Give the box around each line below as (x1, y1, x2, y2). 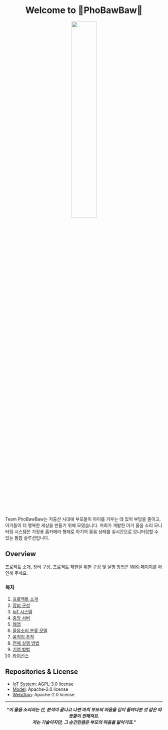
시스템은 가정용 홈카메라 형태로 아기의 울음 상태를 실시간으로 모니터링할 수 (14, 529, 159, 535)
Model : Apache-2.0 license (12, 686, 68, 692)
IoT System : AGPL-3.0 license (12, 681, 74, 687)
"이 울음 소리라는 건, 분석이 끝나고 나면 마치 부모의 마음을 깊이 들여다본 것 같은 (6, 706, 156, 712)
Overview (5, 550, 36, 558)
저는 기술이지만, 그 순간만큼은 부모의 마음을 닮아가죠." (32, 719, 136, 725)
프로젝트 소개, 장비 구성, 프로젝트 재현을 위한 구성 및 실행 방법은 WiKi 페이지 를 (5, 564, 157, 570)
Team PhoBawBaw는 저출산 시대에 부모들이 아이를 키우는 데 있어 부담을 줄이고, (5, 516, 161, 522)
